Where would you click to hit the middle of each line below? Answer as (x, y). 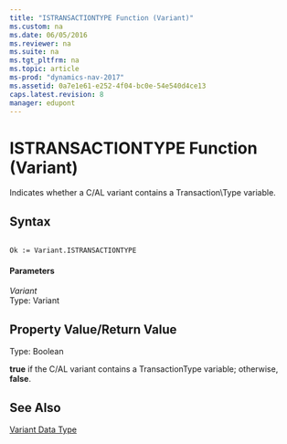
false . (21, 379)
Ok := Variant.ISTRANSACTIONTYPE (73, 251)
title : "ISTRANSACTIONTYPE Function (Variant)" (102, 18)
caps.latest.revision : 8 (57, 94)
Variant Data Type (43, 429)
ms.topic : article (44, 69)
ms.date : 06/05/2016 (49, 35)
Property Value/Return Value (93, 329)
